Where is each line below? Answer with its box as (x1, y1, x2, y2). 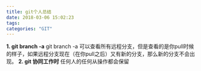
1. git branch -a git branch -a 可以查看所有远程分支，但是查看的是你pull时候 (6, 43, 194, 50)
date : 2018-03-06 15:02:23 (6, 14, 74, 20)
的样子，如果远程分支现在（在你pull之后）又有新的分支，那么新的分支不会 (6, 51, 190, 58)
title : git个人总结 (6, 8, 52, 15)
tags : (6, 20, 20, 26)
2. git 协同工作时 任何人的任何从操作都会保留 (18, 58, 130, 65)
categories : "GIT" (6, 25, 53, 32)
